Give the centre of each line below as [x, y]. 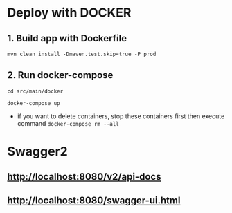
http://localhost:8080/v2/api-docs [84, 177]
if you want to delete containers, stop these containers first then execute [121, 116]
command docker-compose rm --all [68, 123]
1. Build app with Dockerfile [67, 38]
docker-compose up [34, 103]
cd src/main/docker [35, 91]
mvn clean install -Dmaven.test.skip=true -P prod [82, 54]
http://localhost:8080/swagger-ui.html [94, 200]
